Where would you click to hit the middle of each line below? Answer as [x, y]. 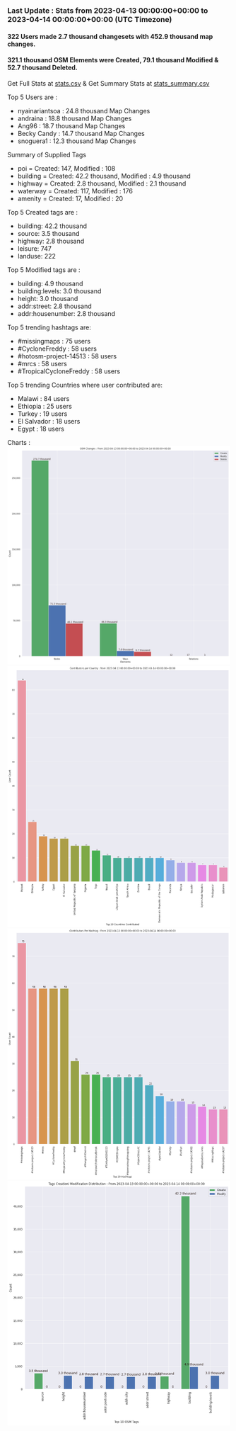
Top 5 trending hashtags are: [49, 327]
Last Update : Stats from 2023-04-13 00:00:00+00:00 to [108, 11]
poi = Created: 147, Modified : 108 [66, 168]
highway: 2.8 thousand [51, 241]
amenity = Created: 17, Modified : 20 [70, 198]
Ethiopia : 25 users [45, 406]
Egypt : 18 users [41, 429]
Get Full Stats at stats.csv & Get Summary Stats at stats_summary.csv [108, 83]
